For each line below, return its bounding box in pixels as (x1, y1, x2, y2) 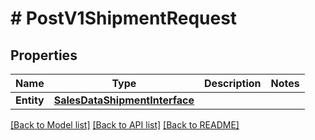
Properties (10, 47, 78, 64)
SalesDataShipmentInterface (53, 93, 195, 107)
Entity (15, 93, 45, 107)
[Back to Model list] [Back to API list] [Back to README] (10, 119, 240, 131)
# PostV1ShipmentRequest (10, 7, 238, 30)
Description (204, 77, 262, 90)
